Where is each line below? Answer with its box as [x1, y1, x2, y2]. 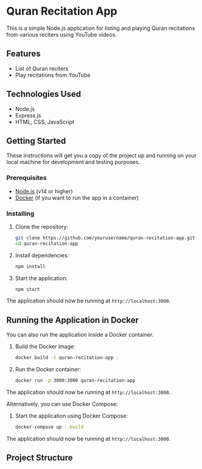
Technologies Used [6, 89, 81, 99]
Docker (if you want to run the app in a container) [15, 194, 139, 201]
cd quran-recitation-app [15, 240, 78, 246]
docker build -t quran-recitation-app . [15, 355, 119, 361]
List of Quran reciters [15, 65, 69, 72]
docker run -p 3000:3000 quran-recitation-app [15, 378, 136, 384]
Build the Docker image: [15, 343, 76, 350]
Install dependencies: [15, 251, 69, 259]
